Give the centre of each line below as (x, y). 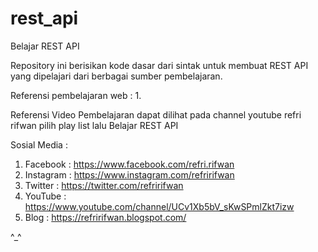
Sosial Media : (39, 144)
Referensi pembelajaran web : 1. (76, 95)
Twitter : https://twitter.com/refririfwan (104, 185)
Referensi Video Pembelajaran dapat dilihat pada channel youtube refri (156, 114)
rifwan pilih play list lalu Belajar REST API (94, 125)
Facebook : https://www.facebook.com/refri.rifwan (129, 164)
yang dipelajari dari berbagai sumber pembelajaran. (116, 76)
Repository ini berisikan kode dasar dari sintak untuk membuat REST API (159, 65)
